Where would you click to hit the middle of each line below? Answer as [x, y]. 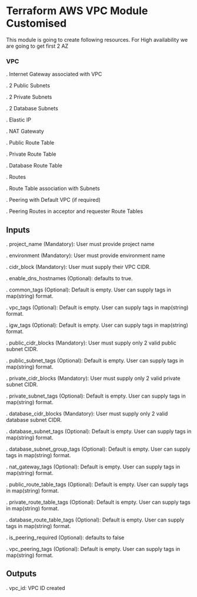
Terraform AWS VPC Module [77, 11]
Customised [36, 23]
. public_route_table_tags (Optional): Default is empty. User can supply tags [97, 484]
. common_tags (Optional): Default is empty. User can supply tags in [89, 290]
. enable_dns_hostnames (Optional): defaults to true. [70, 278]
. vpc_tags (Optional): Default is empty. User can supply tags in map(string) [97, 307]
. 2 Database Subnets [32, 109]
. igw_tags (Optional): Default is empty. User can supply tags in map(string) [97, 325]
